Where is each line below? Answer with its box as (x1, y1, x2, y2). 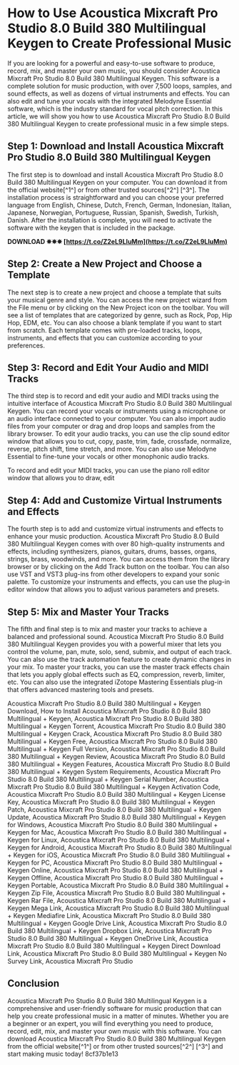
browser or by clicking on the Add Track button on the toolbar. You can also (7, 562, 230, 571)
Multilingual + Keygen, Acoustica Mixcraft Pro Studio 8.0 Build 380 (7, 715, 203, 723)
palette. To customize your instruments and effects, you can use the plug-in (7, 578, 230, 586)
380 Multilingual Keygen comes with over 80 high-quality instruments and (7, 540, 225, 549)
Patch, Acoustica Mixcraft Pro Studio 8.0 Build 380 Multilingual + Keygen (7, 805, 222, 814)
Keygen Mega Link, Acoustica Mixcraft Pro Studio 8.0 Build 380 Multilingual (7, 904, 230, 912)
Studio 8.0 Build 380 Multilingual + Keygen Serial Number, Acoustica (7, 775, 209, 783)
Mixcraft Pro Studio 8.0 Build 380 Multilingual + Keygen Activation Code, (7, 783, 221, 791)
